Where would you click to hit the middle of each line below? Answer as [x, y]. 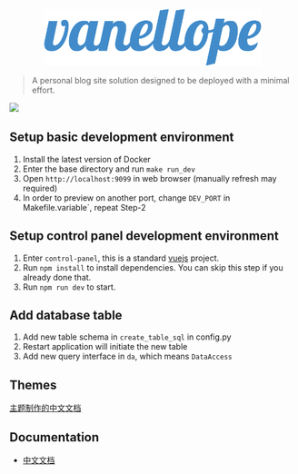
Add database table [66, 316]
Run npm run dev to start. [69, 287]
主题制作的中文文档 [45, 408]
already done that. [57, 277]
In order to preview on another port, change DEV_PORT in [126, 197]
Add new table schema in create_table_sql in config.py [127, 337]
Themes [33, 385]
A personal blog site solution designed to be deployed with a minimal [160, 80]
